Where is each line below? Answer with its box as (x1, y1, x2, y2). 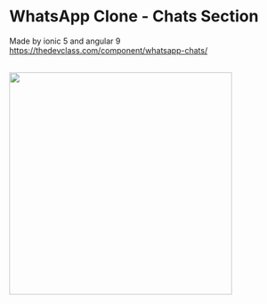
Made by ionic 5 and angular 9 (9, 36, 121, 46)
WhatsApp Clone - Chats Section (9, 6, 259, 27)
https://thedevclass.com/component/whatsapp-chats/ (9, 44, 208, 55)
